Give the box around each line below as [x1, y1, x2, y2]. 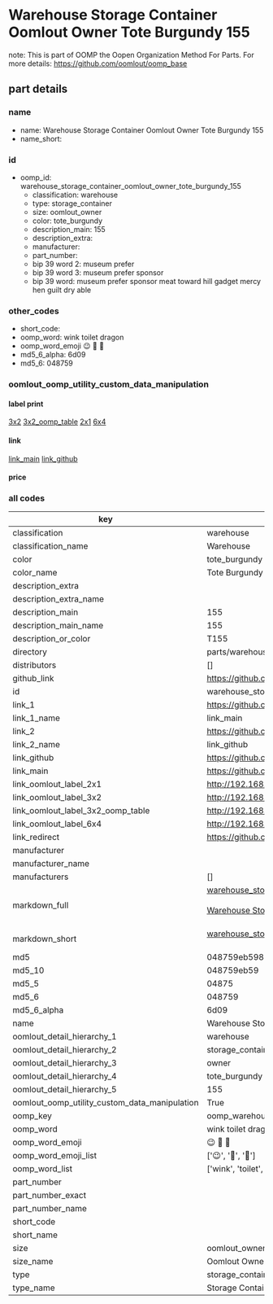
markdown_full [12, 899, 69, 911]
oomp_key [12, 1110, 53, 1122]
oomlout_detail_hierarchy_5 [12, 1084, 117, 1096]
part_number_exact [12, 1190, 87, 1201]
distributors [12, 659, 57, 671]
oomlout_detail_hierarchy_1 [12, 1031, 117, 1043]
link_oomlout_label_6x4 [12, 818, 102, 829]
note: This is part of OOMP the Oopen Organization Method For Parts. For [8, 50, 254, 59]
